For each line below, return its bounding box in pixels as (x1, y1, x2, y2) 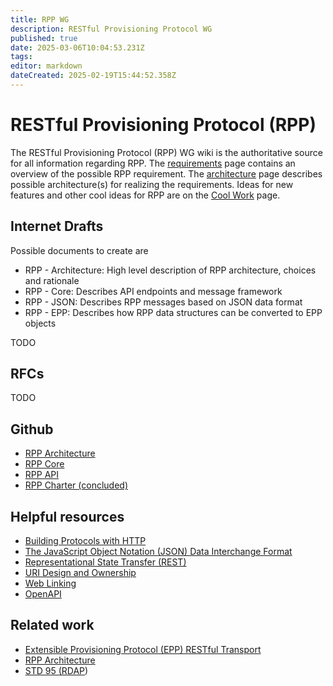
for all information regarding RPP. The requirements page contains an (10, 157, 296, 169)
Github (10, 421, 54, 438)
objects (24, 317, 57, 329)
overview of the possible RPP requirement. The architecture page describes (10, 167, 323, 180)
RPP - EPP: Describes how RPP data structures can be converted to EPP (24, 306, 323, 318)
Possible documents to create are (10, 244, 149, 256)
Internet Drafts (10, 218, 104, 235)
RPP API (24, 469, 59, 481)
